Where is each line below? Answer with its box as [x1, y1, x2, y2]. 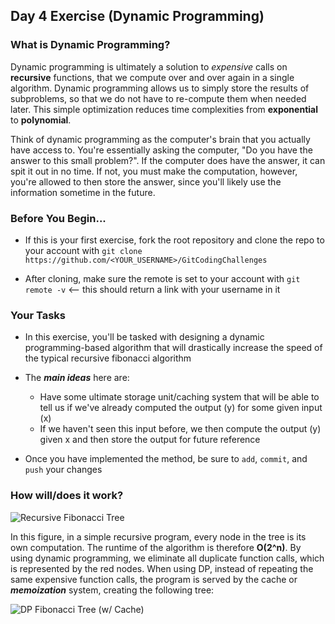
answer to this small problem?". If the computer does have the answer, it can [10, 154, 326, 166]
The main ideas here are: [24, 372, 130, 384]
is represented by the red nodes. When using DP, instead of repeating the [10, 562, 314, 574]
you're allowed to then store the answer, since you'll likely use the [10, 175, 282, 188]
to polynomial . [10, 114, 72, 126]
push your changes [24, 464, 103, 476]
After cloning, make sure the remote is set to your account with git [24, 272, 301, 284]
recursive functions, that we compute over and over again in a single [10, 71, 295, 83]
